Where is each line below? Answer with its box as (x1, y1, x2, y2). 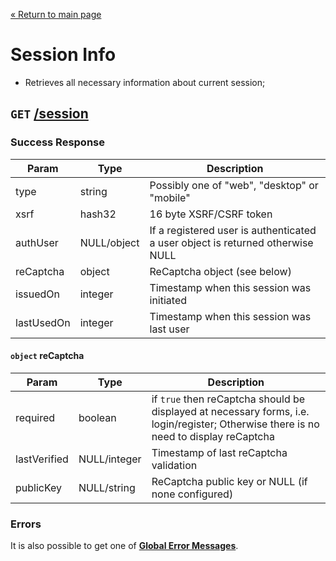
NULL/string (78, 480, 136, 494)
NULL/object (79, 235, 140, 249)
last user (149, 322, 190, 336)
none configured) (151, 487, 234, 501)
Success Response (10, 135, 105, 149)
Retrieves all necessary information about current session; (24, 76, 266, 88)
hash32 (79, 207, 117, 221)
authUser (15, 235, 59, 249)
